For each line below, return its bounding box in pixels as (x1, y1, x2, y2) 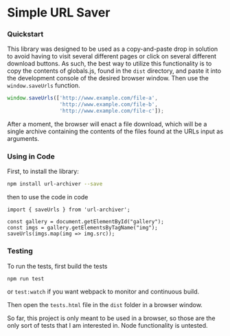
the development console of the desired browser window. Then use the (7, 74, 209, 82)
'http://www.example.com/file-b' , (59, 101, 158, 108)
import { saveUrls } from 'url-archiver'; (7, 206, 130, 214)
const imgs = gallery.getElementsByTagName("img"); (7, 225, 158, 232)
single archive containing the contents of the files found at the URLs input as (7, 127, 224, 135)
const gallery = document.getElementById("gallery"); (7, 219, 165, 225)
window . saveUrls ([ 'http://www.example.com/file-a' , (7, 95, 158, 102)
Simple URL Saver (7, 5, 111, 21)
